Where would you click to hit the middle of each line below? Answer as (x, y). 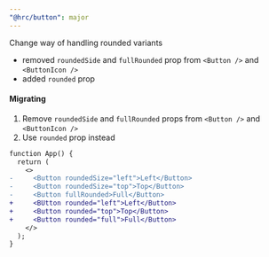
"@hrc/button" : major (49, 17)
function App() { (41, 153)
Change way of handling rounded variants (86, 43)
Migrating (28, 99)
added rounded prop (59, 78)
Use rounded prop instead (68, 137)
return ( (33, 162)
